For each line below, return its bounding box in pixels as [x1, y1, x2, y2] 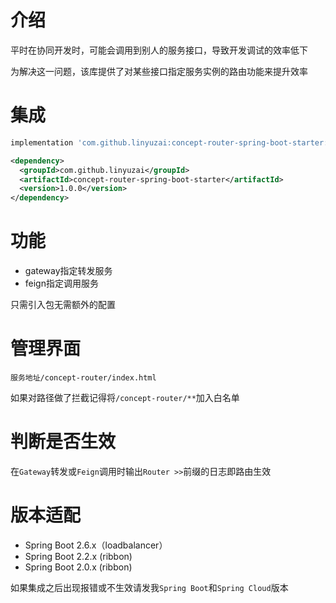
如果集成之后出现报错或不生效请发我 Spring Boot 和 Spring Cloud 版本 [10, 581, 289, 593]
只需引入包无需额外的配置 [10, 299, 116, 311]
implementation [10, 137, 74, 148]
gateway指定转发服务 [24, 265, 113, 277]
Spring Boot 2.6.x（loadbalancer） [24, 539, 168, 551]
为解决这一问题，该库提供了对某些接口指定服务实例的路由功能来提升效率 [10, 65, 308, 77]
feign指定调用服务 [24, 277, 99, 290]
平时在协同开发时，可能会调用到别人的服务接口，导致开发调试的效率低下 [10, 44, 308, 56]
